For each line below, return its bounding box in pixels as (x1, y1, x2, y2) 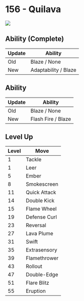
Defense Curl (26, 213, 57, 221)
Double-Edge (26, 271, 58, 278)
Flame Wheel (26, 205, 57, 212)
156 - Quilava (5, 4, 61, 15)
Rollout (26, 263, 43, 270)
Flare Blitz (26, 279, 49, 286)
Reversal (26, 222, 46, 229)
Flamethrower (26, 254, 59, 262)
